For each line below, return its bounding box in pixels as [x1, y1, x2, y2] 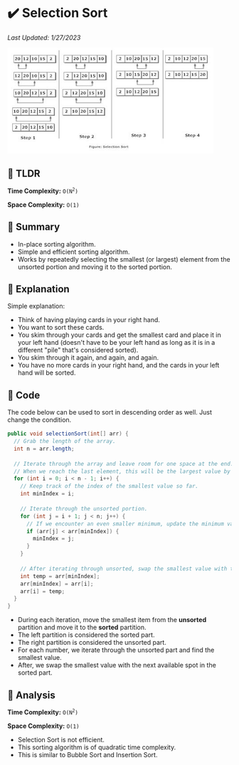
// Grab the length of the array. [14, 438, 116, 445]
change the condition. [7, 416, 72, 424]
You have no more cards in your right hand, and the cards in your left [17, 361, 220, 370]
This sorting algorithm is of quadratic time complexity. [17, 743, 176, 751]
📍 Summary [7, 221, 60, 233]
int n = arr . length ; [14, 445, 75, 452]
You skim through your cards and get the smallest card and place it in [17, 331, 222, 339]
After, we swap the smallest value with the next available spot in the [17, 661, 217, 670]
